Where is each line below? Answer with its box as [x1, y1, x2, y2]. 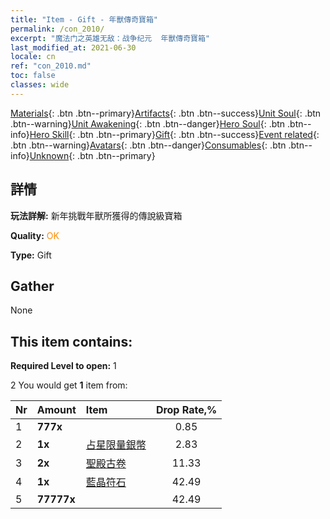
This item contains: [10, 333, 133, 350]
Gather [10, 277, 55, 295]
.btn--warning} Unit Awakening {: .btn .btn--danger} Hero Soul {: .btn [10, 117, 286, 130]
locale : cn [10, 52, 56, 62]
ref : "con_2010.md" [10, 61, 92, 71]
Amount [36, 403, 77, 417]
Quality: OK [10, 229, 60, 241]
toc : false [10, 71, 56, 81]
